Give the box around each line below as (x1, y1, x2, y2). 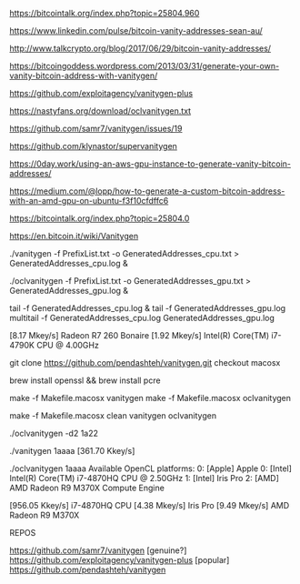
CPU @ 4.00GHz (35, 340, 100, 350)
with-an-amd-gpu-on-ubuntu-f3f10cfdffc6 (9, 196, 169, 206)
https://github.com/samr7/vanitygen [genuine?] (9, 545, 187, 556)
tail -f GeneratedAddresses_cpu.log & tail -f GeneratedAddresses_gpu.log (9, 303, 286, 313)
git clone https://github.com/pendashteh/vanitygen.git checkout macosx (9, 357, 281, 368)
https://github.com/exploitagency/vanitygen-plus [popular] (9, 555, 230, 565)
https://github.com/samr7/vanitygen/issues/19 (9, 123, 183, 134)
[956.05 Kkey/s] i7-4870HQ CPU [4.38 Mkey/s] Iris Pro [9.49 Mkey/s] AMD (9, 500, 290, 510)
